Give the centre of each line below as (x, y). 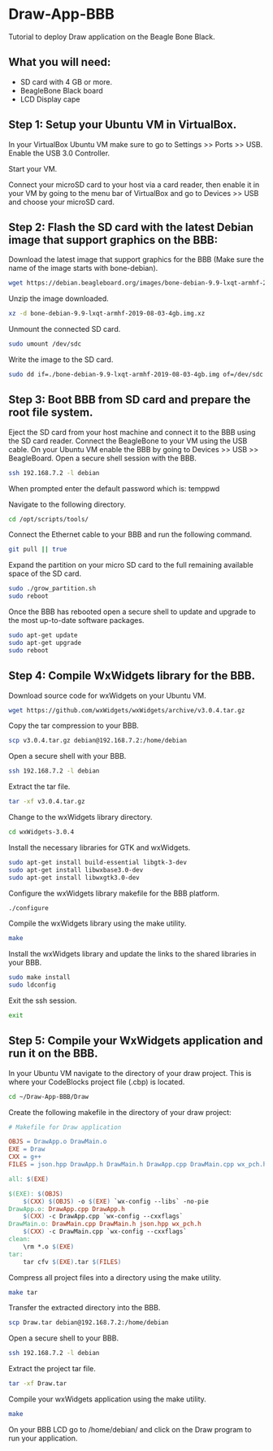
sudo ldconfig (32, 985)
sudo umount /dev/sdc (45, 344)
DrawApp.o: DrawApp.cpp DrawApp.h (67, 1209)
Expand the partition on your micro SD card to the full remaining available (131, 565)
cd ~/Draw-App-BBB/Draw (49, 1096)
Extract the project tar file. (52, 1369)
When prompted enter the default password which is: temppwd (114, 488)
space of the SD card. (45, 573)
